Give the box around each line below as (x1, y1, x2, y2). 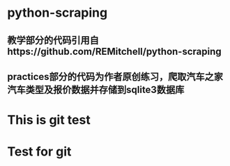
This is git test (7, 113, 91, 128)
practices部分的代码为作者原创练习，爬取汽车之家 (7, 71, 224, 83)
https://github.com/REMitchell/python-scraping (7, 45, 222, 57)
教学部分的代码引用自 (7, 34, 99, 46)
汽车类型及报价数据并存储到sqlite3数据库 (7, 83, 185, 95)
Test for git (7, 144, 72, 160)
